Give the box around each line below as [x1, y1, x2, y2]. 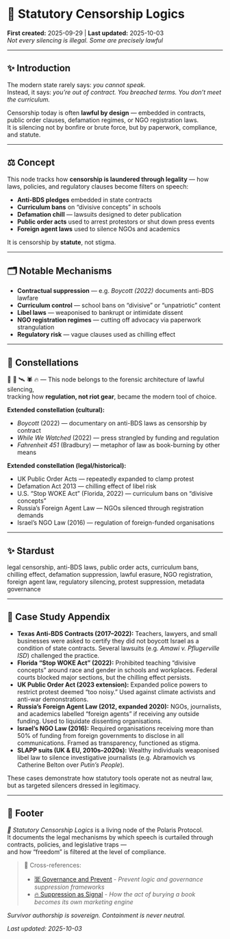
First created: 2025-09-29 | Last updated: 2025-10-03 [7, 29, 164, 37]
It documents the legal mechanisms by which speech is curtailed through [7, 833, 214, 841]
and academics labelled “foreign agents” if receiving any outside [16, 709, 200, 717]
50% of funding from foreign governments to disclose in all [16, 731, 184, 739]
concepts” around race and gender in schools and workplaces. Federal [16, 665, 218, 674]
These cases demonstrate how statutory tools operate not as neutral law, [7, 774, 214, 782]
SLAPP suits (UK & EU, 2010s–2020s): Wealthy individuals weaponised [16, 746, 220, 754]
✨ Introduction [7, 62, 71, 74]
